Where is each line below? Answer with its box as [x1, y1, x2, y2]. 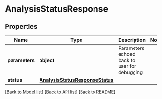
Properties [5, 23, 38, 31]
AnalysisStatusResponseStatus [39, 77, 114, 83]
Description [118, 37, 146, 43]
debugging [118, 69, 143, 75]
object [39, 57, 54, 63]
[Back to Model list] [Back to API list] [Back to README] [5, 89, 116, 95]
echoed [118, 51, 136, 57]
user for [118, 63, 136, 69]
